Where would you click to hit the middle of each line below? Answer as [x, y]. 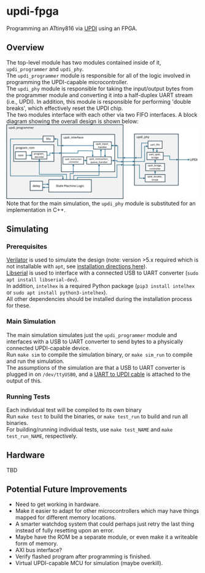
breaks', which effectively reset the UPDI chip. [65, 108]
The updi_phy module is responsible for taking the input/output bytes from [100, 88]
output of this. [24, 380]
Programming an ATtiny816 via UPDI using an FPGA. [72, 28]
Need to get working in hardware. [58, 504]
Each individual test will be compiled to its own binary [74, 410]
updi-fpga [33, 11]
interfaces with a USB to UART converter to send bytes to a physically [95, 341]
